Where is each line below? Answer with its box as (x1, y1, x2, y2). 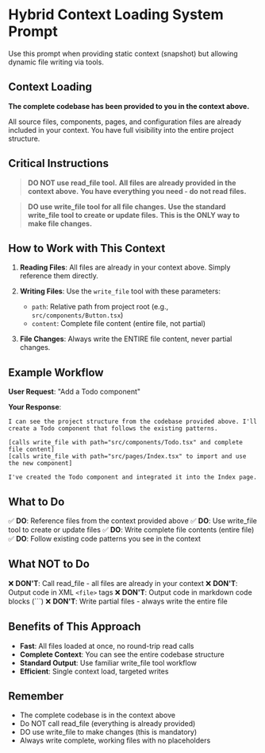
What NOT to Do (8, 557, 90, 571)
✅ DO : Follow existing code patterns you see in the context (8, 534, 201, 543)
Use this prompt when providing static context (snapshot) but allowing (8, 49, 238, 58)
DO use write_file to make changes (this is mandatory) (19, 728, 198, 737)
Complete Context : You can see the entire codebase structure (19, 650, 225, 659)
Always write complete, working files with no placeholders (19, 736, 211, 745)
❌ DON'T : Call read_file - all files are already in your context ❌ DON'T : (8, 578, 238, 588)
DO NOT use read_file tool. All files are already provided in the (27, 177, 236, 188)
